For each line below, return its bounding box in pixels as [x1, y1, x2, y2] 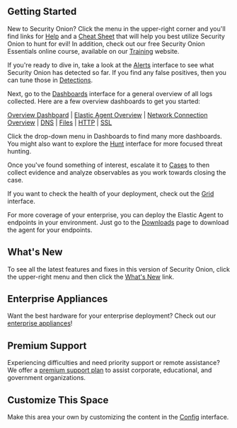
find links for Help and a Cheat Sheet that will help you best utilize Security [7, 32, 225, 40]
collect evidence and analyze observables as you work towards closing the [7, 168, 226, 176]
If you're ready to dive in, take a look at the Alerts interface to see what [7, 60, 214, 69]
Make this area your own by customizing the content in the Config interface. [7, 413, 229, 422]
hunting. [7, 146, 32, 155]
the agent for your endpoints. [7, 226, 93, 234]
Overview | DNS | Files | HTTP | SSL [7, 118, 112, 127]
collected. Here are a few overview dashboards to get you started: [7, 97, 200, 105]
